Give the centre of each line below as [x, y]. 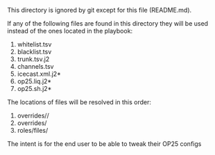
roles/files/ [33, 130]
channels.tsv [35, 66]
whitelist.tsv [34, 44]
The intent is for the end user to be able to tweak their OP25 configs [104, 144]
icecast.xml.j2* [39, 74]
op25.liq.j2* [34, 81]
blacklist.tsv [34, 52]
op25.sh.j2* [34, 89]
